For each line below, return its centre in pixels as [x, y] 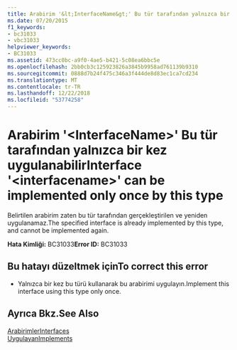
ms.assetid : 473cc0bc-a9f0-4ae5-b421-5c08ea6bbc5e [84, 60]
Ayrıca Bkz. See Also [53, 314]
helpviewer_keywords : [39, 47]
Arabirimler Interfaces [38, 331]
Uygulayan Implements [40, 338]
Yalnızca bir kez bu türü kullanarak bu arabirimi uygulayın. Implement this [123, 283]
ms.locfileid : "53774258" [45, 100]
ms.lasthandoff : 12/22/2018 [49, 93]
